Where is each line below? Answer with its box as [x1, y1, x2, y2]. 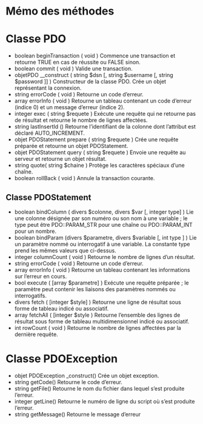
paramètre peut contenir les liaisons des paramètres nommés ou [14, 285, 176, 292]
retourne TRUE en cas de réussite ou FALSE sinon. [14, 59, 141, 66]
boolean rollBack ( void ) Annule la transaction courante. [14, 175, 155, 182]
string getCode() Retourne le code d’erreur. [14, 378, 122, 386]
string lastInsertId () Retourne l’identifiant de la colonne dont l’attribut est [14, 123, 196, 130]
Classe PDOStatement [5, 192, 92, 203]
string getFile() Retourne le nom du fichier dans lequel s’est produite [14, 385, 185, 392]
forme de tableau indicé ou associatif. [14, 305, 109, 312]
